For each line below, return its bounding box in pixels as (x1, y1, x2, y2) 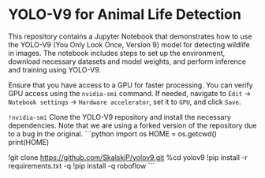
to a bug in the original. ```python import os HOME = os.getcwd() (8, 128, 217, 139)
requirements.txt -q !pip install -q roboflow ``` (8, 161, 155, 170)
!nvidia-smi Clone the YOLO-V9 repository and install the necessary (8, 112, 231, 121)
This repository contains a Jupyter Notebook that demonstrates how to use (8, 32, 252, 41)
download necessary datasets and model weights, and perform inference (8, 57, 247, 66)
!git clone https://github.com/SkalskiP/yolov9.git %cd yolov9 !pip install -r (8, 152, 248, 162)
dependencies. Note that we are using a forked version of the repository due (8, 121, 258, 130)
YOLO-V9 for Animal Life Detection (8, 6, 242, 24)
